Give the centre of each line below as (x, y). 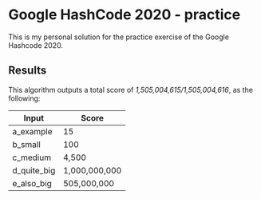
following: (24, 98)
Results (28, 71)
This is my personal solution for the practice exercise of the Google (119, 37)
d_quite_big (34, 170)
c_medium (32, 157)
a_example (32, 131)
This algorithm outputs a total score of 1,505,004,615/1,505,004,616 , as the (131, 90)
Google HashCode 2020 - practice (125, 15)
